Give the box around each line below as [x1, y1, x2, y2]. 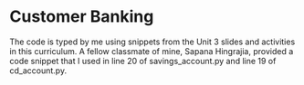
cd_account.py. [9, 65, 67, 76]
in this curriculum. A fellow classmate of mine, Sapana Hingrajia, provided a [9, 45, 294, 56]
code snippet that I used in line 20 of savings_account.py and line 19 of [9, 55, 277, 66]
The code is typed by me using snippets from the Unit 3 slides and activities [9, 36, 296, 47]
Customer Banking [9, 6, 154, 27]
